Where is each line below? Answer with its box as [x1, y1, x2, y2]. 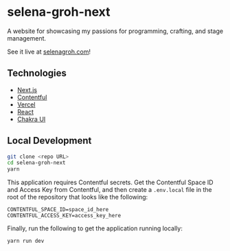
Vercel [16, 100, 36, 109]
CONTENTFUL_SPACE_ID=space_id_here [7, 206, 109, 213]
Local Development [7, 135, 92, 146]
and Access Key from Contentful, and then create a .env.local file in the [7, 186, 212, 194]
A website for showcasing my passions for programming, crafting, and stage [7, 27, 224, 35]
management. [7, 34, 47, 42]
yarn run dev [7, 238, 45, 245]
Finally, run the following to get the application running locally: [7, 224, 183, 232]
